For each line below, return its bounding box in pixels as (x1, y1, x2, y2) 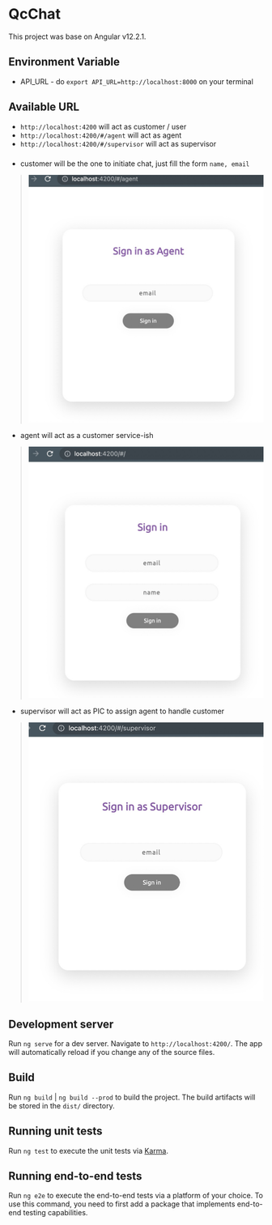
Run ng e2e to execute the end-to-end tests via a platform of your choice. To (8, 1191, 264, 1201)
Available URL (8, 100, 79, 114)
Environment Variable (8, 55, 120, 69)
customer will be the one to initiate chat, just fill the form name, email (19, 159, 250, 168)
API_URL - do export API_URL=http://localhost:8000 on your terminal (19, 76, 253, 86)
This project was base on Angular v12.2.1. (8, 32, 147, 41)
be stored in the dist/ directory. (8, 1100, 115, 1110)
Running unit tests (8, 1125, 103, 1138)
